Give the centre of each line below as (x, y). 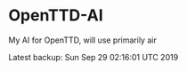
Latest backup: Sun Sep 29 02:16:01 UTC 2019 (93, 57)
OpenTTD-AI (56, 16)
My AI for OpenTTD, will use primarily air (82, 40)
